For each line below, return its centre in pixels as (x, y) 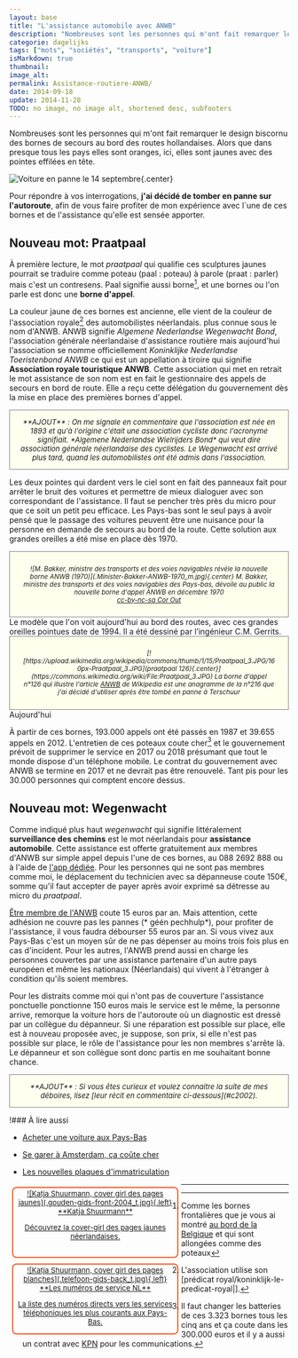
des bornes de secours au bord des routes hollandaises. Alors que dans (141, 143)
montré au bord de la (220, 1225)
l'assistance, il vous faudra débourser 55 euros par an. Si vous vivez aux (141, 932)
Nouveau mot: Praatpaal (78, 243)
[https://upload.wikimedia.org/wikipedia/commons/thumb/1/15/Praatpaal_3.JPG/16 (149, 661)
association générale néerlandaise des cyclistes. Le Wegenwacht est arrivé (149, 449)
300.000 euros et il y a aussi (233, 1334)
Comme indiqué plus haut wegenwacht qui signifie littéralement (125, 830)
